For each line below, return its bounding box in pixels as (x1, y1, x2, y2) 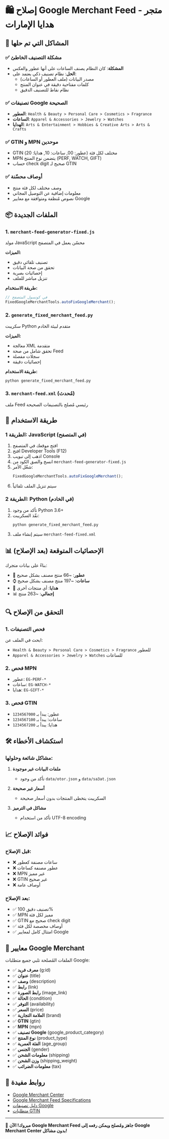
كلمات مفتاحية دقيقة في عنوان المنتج (20, 81, 89, 87)
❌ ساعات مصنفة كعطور (12, 859, 58, 865)
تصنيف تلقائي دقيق (12, 259, 48, 265)
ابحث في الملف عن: (5, 637, 43, 643)
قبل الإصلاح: (5, 848, 32, 855)
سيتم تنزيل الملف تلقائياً (12, 483, 57, 489)
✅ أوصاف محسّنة (5, 173, 43, 180)
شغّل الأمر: (12, 464, 33, 470)
